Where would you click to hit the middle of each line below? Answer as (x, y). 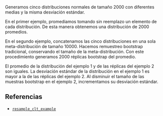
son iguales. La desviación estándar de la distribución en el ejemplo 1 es (77, 71)
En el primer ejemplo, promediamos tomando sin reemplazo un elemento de (81, 22)
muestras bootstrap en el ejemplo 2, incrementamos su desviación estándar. (82, 82)
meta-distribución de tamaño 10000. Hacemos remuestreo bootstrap (74, 46)
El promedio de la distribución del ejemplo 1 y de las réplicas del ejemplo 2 (80, 66)
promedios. (17, 32)
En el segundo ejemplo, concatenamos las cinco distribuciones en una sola (80, 41)
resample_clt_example (34, 109)
